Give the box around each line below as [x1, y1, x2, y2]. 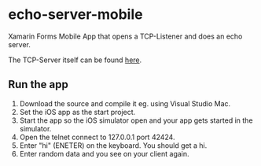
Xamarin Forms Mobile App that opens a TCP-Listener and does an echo [8, 31, 243, 41]
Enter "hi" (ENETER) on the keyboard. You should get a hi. [19, 140, 208, 150]
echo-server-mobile [8, 6, 143, 24]
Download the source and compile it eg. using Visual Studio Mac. [19, 98, 231, 108]
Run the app [8, 78, 68, 91]
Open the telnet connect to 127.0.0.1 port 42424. [19, 132, 175, 142]
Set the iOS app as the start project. [19, 107, 136, 116]
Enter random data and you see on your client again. [19, 149, 190, 158]
